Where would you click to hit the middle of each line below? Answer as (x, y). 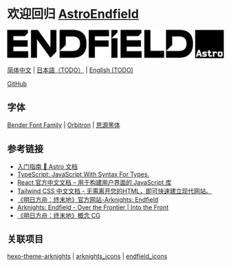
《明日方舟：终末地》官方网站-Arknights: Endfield (88, 199)
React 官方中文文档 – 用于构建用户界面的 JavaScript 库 (94, 182)
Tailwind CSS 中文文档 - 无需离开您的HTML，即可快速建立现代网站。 (114, 191)
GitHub (17, 84)
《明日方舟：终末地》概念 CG (59, 216)
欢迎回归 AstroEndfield (73, 14)
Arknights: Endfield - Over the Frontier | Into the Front (93, 207)
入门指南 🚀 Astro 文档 (47, 166)
